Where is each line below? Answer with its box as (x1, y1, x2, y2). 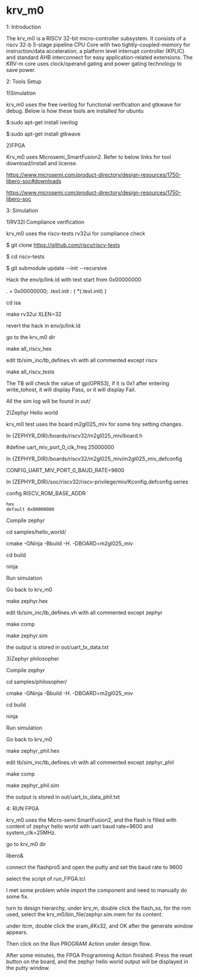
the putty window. (6, 964, 50, 971)
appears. (6, 928, 28, 935)
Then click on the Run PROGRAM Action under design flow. (6, 940, 151, 947)
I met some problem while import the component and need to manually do (6, 887, 187, 894)
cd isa (6, 299, 21, 306)
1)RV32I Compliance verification (6, 218, 85, 225)
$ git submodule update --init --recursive (6, 264, 108, 271)
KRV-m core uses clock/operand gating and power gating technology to (6, 60, 182, 67)
